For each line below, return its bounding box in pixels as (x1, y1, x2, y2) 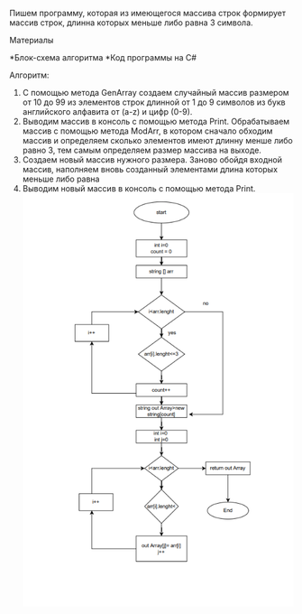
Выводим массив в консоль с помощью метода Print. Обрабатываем (22, 116, 290, 126)
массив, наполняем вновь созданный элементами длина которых (22, 164, 278, 174)
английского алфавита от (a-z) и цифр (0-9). (22, 107, 193, 116)
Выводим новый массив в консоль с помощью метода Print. (22, 183, 256, 193)
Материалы (9, 35, 54, 45)
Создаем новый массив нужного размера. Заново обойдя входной (22, 154, 282, 165)
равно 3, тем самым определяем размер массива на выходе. (22, 144, 261, 155)
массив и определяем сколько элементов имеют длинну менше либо (22, 135, 293, 145)
